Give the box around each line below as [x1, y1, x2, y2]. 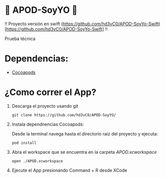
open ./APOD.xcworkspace [11, 158, 63, 164]
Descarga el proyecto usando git [11, 103, 79, 109]
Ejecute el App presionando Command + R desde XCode [11, 167, 127, 173]
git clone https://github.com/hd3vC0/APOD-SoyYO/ [11, 112, 117, 118]
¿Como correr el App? [4, 87, 97, 98]
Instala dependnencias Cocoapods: [11, 121, 84, 127]
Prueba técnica [4, 36, 36, 42]
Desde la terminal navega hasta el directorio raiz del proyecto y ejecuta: [11, 131, 159, 136]
